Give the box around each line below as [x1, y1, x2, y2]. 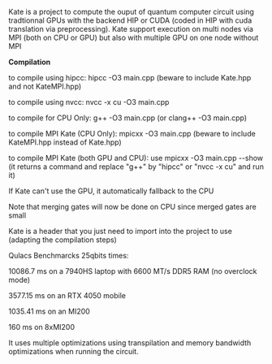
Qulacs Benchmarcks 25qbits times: [8, 251, 129, 260]
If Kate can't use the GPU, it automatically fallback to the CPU [8, 186, 214, 196]
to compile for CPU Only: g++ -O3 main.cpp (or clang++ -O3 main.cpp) [8, 113, 248, 123]
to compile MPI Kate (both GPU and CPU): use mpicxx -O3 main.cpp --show [8, 154, 264, 162]
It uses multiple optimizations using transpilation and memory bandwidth [8, 338, 252, 348]
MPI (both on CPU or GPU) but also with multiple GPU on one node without [8, 32, 259, 42]
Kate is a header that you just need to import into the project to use [8, 227, 233, 236]
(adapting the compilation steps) [8, 235, 118, 245]
